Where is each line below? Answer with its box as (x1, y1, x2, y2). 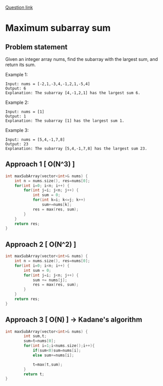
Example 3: (5, 127, 29, 133)
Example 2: (5, 99, 29, 105)
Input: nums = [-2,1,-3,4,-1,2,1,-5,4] (5, 81, 90, 87)
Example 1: (5, 72, 28, 77)
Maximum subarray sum (5, 23, 111, 34)
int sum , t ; (24, 334, 47, 339)
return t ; (24, 371, 44, 377)
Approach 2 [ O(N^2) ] (5, 240, 77, 249)
